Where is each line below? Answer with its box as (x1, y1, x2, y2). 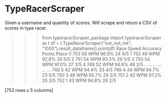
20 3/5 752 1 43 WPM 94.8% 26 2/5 (41, 77, 116, 83)
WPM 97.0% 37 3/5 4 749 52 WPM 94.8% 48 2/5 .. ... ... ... (41, 61, 162, 67)
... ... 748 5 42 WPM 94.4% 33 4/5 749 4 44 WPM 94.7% (41, 66, 159, 73)
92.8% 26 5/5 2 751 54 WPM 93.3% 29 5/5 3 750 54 (41, 56, 150, 62)
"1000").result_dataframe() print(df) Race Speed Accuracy (41, 45, 162, 51)
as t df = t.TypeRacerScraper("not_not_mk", (41, 40, 132, 46)
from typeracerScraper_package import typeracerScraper (41, 35, 161, 41)
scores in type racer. (4, 25, 47, 31)
